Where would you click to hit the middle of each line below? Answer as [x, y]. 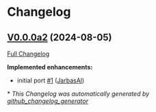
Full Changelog [28, 54]
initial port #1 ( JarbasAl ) [51, 80]
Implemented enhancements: [50, 67]
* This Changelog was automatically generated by [78, 94]
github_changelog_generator [48, 101]
